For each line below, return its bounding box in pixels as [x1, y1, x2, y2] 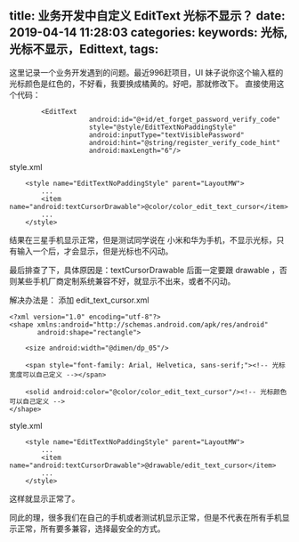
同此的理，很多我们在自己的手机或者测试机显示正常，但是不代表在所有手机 [9, 512, 282, 522]
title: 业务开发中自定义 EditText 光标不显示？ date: [9, 8, 286, 24]
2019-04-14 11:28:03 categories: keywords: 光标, [9, 25, 288, 40]
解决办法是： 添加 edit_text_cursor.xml [9, 295, 149, 305]
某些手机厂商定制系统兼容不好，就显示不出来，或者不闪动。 [16, 275, 236, 287]
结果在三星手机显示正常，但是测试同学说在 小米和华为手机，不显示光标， [9, 234, 277, 245]
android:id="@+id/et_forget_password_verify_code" [88, 115, 280, 124]
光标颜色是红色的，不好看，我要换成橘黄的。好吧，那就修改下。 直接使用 [9, 78, 277, 89]
